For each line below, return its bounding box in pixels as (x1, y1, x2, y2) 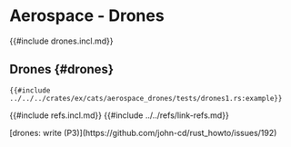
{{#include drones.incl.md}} (9, 35, 114, 46)
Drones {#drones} (9, 62, 115, 77)
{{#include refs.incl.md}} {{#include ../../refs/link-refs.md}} (9, 110, 229, 121)
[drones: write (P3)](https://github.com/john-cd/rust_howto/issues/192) (9, 127, 277, 138)
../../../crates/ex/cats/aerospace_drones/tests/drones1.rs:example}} (9, 93, 283, 103)
